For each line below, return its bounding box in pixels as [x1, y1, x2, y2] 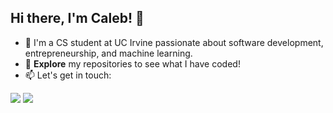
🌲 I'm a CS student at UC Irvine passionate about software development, [24, 36, 324, 48]
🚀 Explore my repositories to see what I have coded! [24, 57, 241, 70]
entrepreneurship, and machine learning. [24, 47, 193, 59]
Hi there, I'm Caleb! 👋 [10, 10, 145, 27]
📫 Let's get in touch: [24, 69, 112, 81]
